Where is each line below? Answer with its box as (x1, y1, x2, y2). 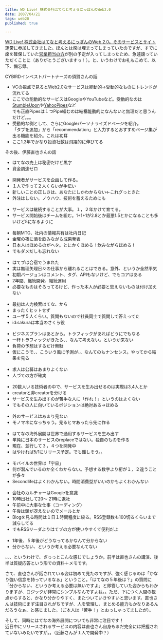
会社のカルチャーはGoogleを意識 (12, 490, 78, 496)
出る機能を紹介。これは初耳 (12, 133, 68, 139)
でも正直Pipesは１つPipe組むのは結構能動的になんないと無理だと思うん (12, 108, 156, 115)
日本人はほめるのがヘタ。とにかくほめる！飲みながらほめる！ (12, 242, 136, 248)
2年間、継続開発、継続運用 (12, 278, 67, 284)
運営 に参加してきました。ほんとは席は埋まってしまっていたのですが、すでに (5, 45, 158, 51)
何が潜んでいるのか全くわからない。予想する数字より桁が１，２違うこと (12, 466, 157, 472)
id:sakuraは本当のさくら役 (12, 320, 65, 326)
